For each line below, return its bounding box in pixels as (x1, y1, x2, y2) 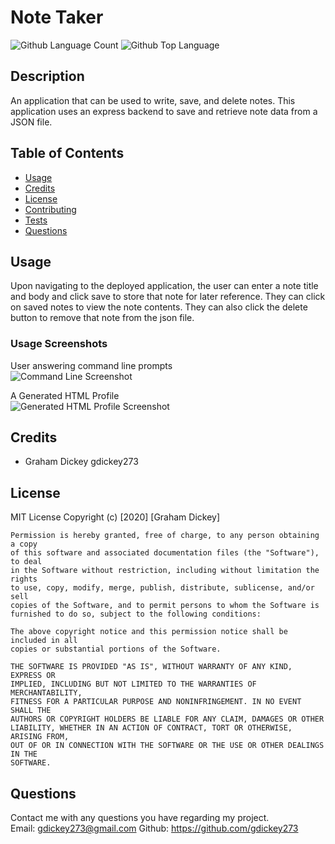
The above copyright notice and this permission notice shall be (10, 627, 288, 637)
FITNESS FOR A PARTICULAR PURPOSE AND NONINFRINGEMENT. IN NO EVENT (10, 697, 302, 707)
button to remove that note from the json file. (10, 312, 195, 324)
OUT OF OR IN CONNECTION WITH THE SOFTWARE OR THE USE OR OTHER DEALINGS (10, 741, 325, 751)
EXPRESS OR (10, 671, 56, 681)
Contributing (24, 203, 77, 215)
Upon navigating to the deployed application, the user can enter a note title (10, 280, 319, 292)
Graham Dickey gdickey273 (24, 456, 139, 468)
